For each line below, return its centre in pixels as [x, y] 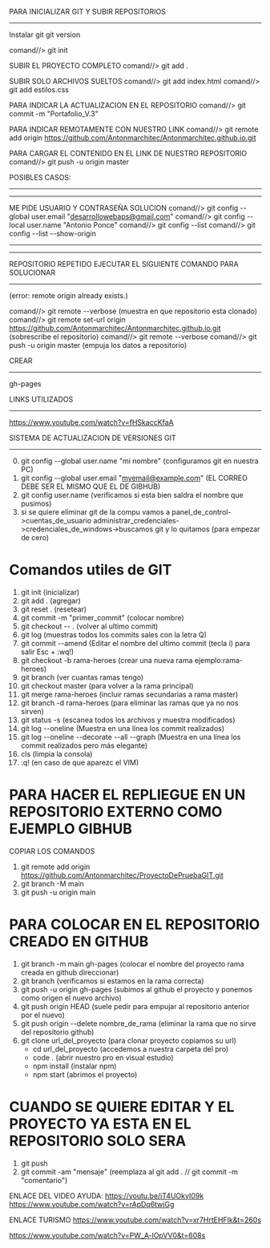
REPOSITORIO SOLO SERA [98, 1141]
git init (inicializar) [50, 592]
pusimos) [36, 503]
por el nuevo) [42, 1015]
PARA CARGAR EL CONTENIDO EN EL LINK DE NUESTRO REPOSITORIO [128, 153]
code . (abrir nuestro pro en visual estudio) [103, 1057]
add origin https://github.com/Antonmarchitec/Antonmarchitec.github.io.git [133, 138]
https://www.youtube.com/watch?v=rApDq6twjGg [92, 1204]
